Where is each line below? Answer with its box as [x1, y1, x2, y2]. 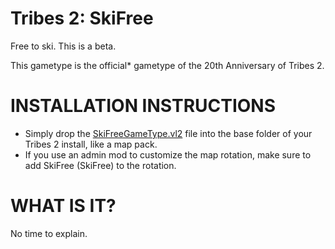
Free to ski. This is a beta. [10, 40, 117, 52]
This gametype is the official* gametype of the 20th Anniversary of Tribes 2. [10, 59, 325, 71]
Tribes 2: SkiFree [10, 7, 154, 30]
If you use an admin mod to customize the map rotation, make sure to [24, 148, 312, 161]
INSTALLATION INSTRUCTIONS [10, 95, 277, 117]
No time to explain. [10, 227, 88, 239]
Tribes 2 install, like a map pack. [24, 138, 158, 150]
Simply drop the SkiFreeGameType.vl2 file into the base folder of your [24, 127, 313, 139]
